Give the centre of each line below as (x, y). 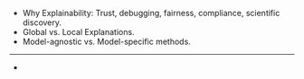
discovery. (42, 22)
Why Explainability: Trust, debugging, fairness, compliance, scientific (151, 13)
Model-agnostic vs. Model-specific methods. (107, 41)
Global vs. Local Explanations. (78, 32)
